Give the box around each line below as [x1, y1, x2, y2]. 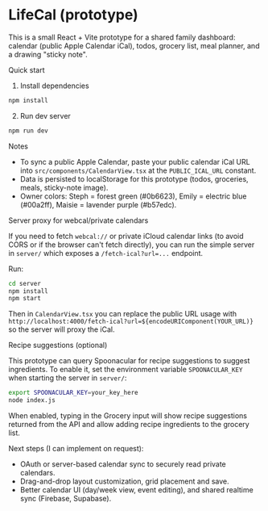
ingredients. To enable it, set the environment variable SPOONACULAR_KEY [8, 365, 243, 375]
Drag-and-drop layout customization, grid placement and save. [19, 476, 229, 486]
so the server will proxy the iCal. [8, 325, 115, 334]
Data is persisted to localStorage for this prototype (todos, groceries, [19, 174, 249, 183]
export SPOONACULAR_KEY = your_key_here [8, 389, 138, 397]
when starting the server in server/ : [8, 373, 127, 383]
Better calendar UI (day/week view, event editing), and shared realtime [19, 485, 254, 495]
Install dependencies [19, 81, 90, 90]
